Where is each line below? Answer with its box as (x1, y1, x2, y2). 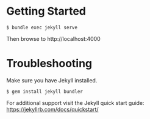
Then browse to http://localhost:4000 (6, 35, 101, 42)
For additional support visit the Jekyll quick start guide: (6, 99, 145, 106)
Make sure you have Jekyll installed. (6, 76, 98, 84)
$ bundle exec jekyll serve (6, 24, 78, 31)
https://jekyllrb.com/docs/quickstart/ (6, 106, 99, 113)
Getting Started (6, 4, 87, 18)
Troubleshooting (6, 57, 93, 71)
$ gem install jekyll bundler (6, 88, 84, 95)
